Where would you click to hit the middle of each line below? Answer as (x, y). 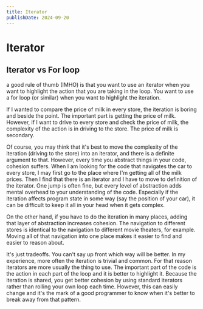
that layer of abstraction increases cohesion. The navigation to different (96, 223)
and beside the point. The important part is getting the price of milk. (91, 115)
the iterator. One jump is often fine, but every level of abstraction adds (94, 185)
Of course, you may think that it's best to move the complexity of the (92, 147)
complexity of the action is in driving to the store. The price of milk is (92, 129)
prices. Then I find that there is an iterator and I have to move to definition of (102, 179)
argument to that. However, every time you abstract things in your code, (96, 160)
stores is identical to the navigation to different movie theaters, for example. (101, 229)
